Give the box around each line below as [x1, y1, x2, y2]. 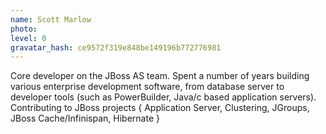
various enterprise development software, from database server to [10, 81, 285, 93]
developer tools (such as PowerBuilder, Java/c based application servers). [10, 91, 317, 103]
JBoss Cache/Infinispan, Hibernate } [10, 112, 160, 125]
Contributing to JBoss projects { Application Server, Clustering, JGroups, [10, 102, 310, 114]
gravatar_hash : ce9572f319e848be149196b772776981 [10, 42, 222, 53]
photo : [10, 24, 38, 34]
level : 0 [10, 33, 47, 43]
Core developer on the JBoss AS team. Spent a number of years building [10, 70, 310, 82]
